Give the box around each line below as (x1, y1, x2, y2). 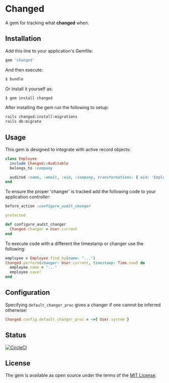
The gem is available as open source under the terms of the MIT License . (5, 372, 157, 378)
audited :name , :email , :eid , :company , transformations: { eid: (10, 175, 150, 180)
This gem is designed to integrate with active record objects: (5, 146, 131, 152)
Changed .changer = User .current (10, 226, 78, 231)
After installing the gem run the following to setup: (5, 105, 109, 111)
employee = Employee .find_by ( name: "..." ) (5, 256, 96, 261)
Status (5, 331, 27, 340)
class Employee (5, 156, 37, 161)
